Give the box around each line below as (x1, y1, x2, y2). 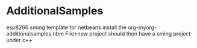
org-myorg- (127, 24, 157, 31)
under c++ (6, 36, 33, 43)
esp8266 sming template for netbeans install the (6, 24, 127, 31)
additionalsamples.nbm (6, 30, 64, 37)
